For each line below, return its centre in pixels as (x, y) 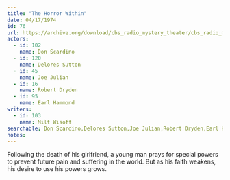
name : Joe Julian (44, 77)
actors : (18, 39)
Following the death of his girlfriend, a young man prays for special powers (113, 155)
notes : (16, 135)
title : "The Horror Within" (47, 13)
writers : (20, 109)
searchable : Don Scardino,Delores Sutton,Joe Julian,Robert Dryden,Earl (113, 128)
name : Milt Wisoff (46, 122)
